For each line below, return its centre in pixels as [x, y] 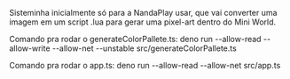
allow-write [30, 48]
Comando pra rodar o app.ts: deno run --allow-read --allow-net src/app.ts [145, 65]
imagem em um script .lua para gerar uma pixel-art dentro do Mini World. [143, 22]
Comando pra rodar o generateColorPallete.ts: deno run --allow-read [135, 39]
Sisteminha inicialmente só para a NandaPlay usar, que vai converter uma [143, 13]
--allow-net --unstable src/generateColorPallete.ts [144, 48]
